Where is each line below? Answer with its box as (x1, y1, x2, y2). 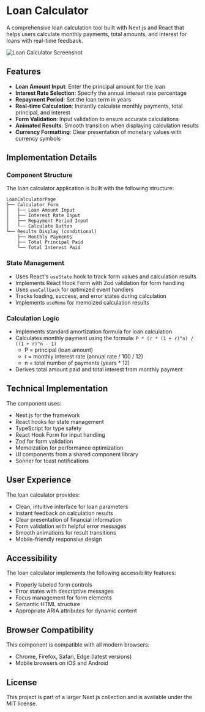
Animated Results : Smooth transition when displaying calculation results (15, 122, 199, 129)
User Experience (6, 475, 72, 485)
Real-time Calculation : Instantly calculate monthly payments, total (15, 102, 183, 109)
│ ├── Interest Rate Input (6, 212, 81, 219)
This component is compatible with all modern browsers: (6, 641, 150, 648)
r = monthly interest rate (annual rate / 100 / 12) (24, 353, 144, 360)
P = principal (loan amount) (24, 346, 94, 354)
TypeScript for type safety (15, 425, 82, 432)
